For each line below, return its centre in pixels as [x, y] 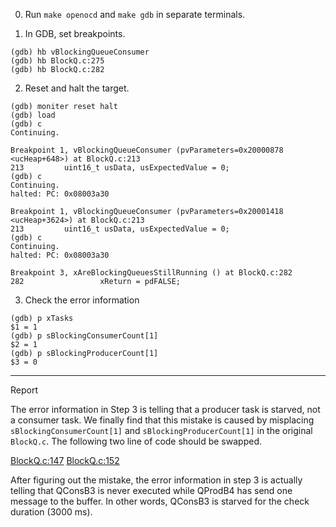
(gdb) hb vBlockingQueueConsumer [80, 52]
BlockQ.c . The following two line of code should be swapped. [136, 441]
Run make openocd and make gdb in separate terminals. [135, 14]
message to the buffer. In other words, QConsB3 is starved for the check [160, 501]
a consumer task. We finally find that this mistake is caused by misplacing [162, 420]
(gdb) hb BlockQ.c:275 [57, 61]
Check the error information [82, 300]
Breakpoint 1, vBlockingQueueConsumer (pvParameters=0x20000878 [147, 150]
